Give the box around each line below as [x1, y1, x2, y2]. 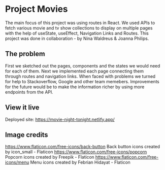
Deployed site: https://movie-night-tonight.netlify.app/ [5, 116, 115, 122]
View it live [5, 103, 39, 112]
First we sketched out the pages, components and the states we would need [5, 63, 161, 68]
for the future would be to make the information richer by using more [5, 84, 144, 90]
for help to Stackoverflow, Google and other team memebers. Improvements [5, 78, 160, 84]
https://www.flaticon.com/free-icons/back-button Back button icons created [5, 144, 160, 150]
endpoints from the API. [5, 89, 53, 95]
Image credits [5, 131, 48, 139]
